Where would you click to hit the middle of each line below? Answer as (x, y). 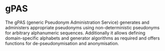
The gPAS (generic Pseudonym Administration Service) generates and (77, 22)
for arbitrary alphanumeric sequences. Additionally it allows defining (75, 33)
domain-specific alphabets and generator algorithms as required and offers (82, 38)
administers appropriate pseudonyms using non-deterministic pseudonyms (82, 27)
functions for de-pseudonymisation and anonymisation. (62, 43)
